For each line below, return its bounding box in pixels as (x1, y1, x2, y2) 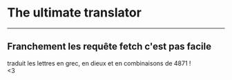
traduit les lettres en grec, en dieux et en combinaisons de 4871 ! (7, 59, 191, 67)
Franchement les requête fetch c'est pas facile (7, 41, 212, 52)
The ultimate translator (7, 5, 142, 21)
